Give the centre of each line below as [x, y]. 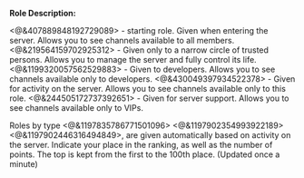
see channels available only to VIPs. [76, 108]
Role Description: [43, 13]
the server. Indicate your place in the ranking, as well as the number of [141, 145]
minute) [24, 164]
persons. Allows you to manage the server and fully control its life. [133, 59]
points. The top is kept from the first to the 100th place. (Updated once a [145, 154]
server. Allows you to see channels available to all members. [122, 40]
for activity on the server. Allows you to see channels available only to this [147, 89]
